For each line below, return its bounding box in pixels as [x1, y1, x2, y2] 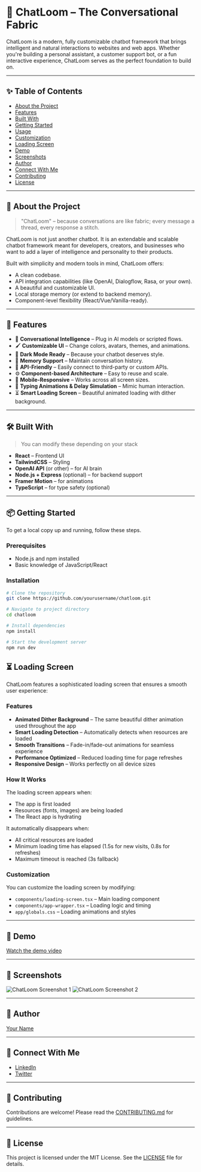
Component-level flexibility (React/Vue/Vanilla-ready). [14, 296, 148, 304]
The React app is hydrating [14, 813, 82, 820]
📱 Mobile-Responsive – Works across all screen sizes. [14, 377, 150, 384]
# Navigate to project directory [6, 606, 90, 612]
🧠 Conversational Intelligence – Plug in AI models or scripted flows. [14, 335, 183, 343]
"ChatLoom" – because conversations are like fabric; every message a [20, 217, 194, 224]
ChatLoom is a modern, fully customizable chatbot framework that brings [6, 38, 187, 45]
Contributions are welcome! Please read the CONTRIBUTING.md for [6, 1109, 173, 1116]
